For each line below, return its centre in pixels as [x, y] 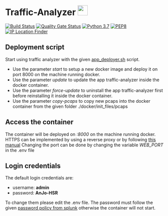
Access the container [39, 122]
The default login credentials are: [39, 178]
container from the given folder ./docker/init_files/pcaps [70, 106]
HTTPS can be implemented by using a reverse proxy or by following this [81, 139]
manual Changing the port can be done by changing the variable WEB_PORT [85, 145]
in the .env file [20, 150]
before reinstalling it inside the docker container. [62, 96]
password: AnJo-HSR [35, 193]
